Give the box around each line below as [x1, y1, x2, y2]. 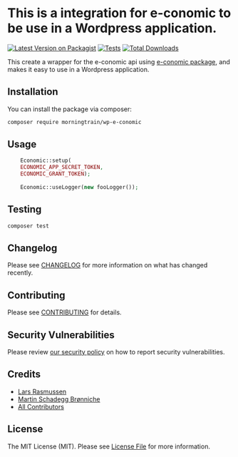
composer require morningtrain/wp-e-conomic [7, 118, 142, 125]
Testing [7, 203, 42, 215]
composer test [7, 222, 50, 230]
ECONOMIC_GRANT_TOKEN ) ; [20, 170, 91, 178]
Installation [7, 86, 58, 98]
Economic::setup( [20, 157, 72, 165]
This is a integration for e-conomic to [7, 5, 232, 21]
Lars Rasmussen [17, 387, 67, 396]
